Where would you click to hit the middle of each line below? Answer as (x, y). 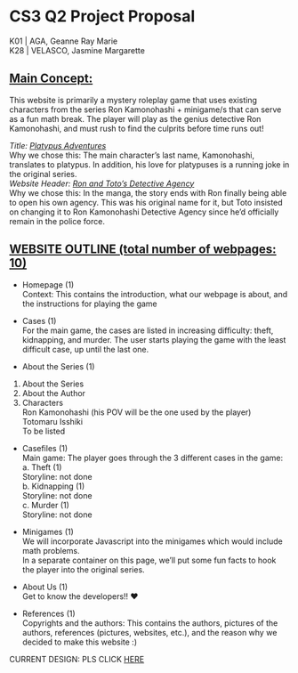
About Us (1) (45, 587)
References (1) (48, 613)
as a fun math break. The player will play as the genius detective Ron (135, 118)
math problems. (51, 550)
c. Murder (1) (45, 505)
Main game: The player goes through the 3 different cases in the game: (152, 458)
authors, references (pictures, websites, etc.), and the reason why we (149, 632)
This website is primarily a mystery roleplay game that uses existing (133, 100)
